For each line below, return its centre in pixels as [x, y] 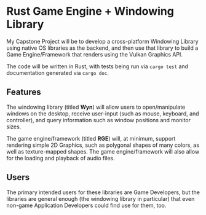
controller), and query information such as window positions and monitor [99, 120]
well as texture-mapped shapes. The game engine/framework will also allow [103, 151]
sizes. [14, 127]
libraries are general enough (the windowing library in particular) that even [101, 198]
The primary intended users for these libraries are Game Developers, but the [103, 192]
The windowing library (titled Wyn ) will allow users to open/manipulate [96, 107]
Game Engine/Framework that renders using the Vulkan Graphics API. [95, 54]
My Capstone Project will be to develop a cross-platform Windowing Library [102, 41]
